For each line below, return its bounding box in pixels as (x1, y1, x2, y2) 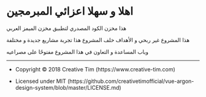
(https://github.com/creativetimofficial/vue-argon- (67, 77, 194, 85)
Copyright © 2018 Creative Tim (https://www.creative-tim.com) (15, 65, 176, 73)
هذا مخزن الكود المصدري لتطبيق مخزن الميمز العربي (6, 24, 127, 32)
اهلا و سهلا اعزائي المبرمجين (6, 4, 134, 18)
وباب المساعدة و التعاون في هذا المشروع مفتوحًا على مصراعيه (6, 48, 149, 56)
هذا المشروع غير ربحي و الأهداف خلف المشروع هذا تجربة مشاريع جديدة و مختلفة (6, 36, 190, 43)
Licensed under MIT (15, 77, 66, 85)
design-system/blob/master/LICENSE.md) (15, 84, 121, 91)
